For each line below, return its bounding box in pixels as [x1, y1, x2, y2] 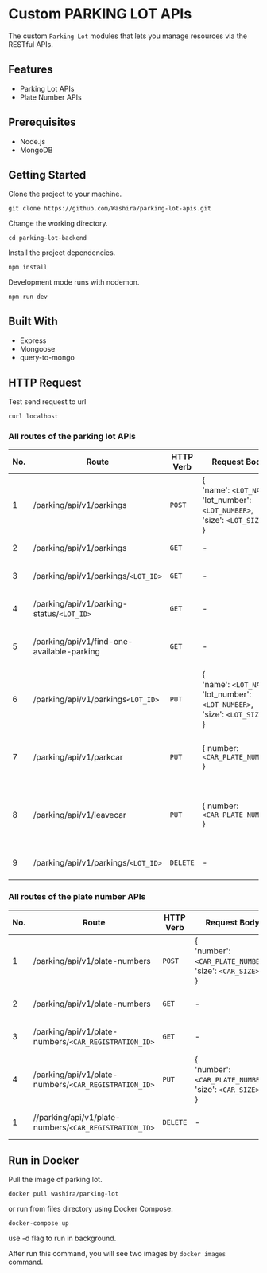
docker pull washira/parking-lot [8, 1190, 119, 1198]
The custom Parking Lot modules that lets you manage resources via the [8, 31, 248, 41]
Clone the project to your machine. [8, 189, 122, 199]
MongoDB [19, 145, 53, 155]
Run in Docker [8, 1153, 79, 1167]
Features [8, 63, 53, 77]
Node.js [19, 136, 46, 146]
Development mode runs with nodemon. [8, 277, 140, 287]
